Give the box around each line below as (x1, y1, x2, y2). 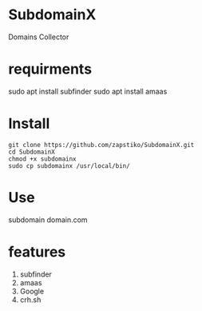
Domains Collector (8, 32, 69, 42)
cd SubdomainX (8, 148, 56, 156)
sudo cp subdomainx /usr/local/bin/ (8, 161, 130, 169)
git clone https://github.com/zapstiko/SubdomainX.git (8, 141, 195, 149)
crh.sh (19, 294, 42, 305)
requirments (8, 60, 93, 78)
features (8, 242, 66, 261)
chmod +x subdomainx (8, 154, 77, 163)
